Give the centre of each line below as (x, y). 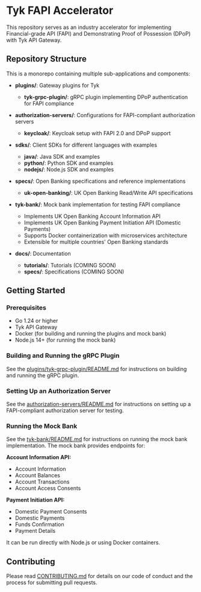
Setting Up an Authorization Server (59, 391)
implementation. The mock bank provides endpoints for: (76, 446)
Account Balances (38, 476)
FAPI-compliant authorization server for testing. (65, 410)
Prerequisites (26, 308)
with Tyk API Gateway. (34, 40)
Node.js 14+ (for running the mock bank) (65, 340)
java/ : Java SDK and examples (62, 156)
